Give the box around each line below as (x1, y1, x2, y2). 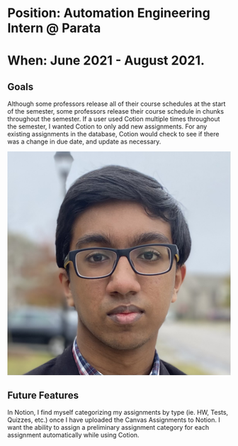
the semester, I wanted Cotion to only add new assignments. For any (7, 122, 208, 131)
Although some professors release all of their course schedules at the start (7, 99, 226, 108)
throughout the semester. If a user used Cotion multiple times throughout (7, 115, 220, 124)
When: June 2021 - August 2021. (7, 53, 205, 69)
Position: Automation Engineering (7, 5, 210, 21)
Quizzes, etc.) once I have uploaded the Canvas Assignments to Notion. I (7, 415, 221, 424)
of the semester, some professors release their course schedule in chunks (7, 107, 225, 116)
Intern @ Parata (7, 20, 101, 36)
